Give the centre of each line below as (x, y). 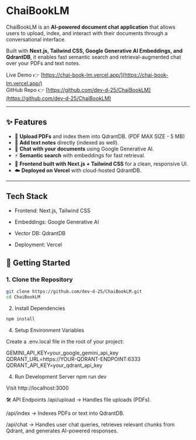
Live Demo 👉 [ (24, 75)
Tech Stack (27, 196)
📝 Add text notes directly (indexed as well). (66, 142)
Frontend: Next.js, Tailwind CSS (52, 210)
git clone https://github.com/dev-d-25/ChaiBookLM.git (74, 292)
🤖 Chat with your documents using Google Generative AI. (84, 149)
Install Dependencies (40, 308)
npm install (20, 319)
